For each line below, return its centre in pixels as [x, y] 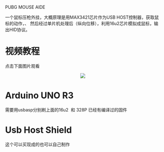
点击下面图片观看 [22, 66]
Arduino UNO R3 [39, 95]
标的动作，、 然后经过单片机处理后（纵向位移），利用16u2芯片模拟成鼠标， [80, 23]
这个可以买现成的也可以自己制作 [37, 144]
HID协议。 [20, 30]
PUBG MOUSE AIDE [25, 7]
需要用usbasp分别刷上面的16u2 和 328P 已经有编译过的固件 [66, 110]
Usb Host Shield [39, 130]
